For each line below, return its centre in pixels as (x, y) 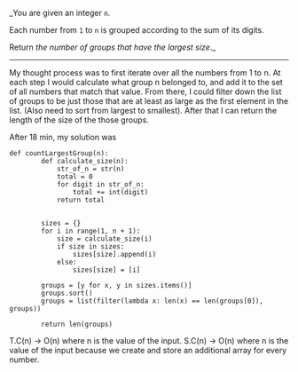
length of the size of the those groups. (79, 120)
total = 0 (74, 177)
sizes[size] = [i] (106, 270)
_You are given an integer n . (60, 13)
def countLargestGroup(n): (59, 154)
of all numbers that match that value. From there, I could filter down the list (145, 91)
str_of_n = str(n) (90, 169)
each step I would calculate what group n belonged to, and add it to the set (146, 82)
